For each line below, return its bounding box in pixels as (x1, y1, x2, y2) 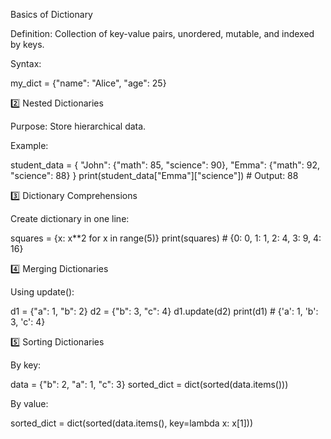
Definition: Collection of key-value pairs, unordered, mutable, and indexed (10, 28, 315, 39)
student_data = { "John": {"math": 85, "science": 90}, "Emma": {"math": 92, (10, 159, 321, 171)
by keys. (10, 39, 45, 50)
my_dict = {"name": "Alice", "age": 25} (10, 77, 167, 89)
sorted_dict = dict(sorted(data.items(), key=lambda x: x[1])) (10, 417, 254, 429)
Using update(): (10, 286, 75, 298)
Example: (10, 140, 49, 151)
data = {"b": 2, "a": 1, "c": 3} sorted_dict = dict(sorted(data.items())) (10, 379, 289, 390)
